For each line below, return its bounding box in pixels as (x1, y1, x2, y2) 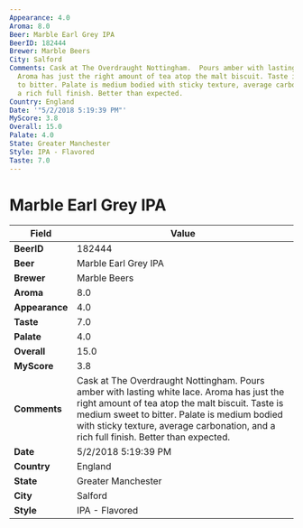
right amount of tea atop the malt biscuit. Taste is (76, 397, 284, 410)
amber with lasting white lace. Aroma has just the (76, 385, 285, 398)
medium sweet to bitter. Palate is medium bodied (76, 408, 284, 421)
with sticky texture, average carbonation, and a (76, 420, 276, 432)
